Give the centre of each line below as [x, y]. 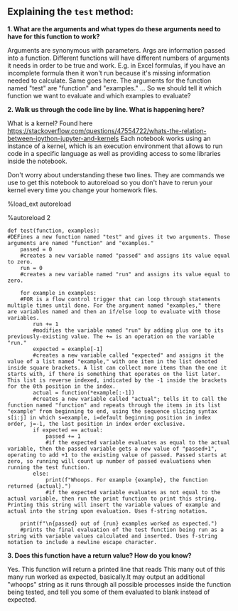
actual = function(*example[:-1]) [84, 392]
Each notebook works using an [166, 138]
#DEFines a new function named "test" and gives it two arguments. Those [119, 237]
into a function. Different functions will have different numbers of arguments [118, 58]
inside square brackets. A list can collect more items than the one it [117, 367]
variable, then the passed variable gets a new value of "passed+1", [113, 449]
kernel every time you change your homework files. [82, 190]
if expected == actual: [68, 430]
